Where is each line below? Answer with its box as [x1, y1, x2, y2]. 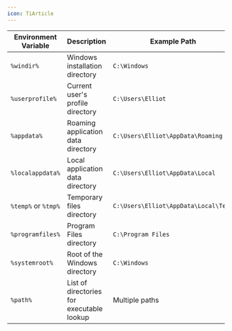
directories [66, 286, 102, 296]
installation [66, 61, 102, 70]
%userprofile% [10, 95, 57, 102]
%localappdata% [10, 169, 61, 177]
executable [66, 303, 104, 313]
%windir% [10, 62, 39, 70]
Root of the [66, 249, 104, 259]
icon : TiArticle [7, 10, 54, 17]
